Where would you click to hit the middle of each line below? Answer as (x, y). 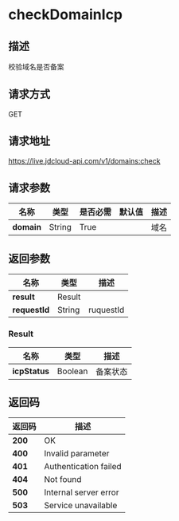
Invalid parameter (77, 454)
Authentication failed (83, 467)
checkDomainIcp (66, 15)
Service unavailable (81, 506)
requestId (31, 310)
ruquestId (107, 310)
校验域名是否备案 (36, 67)
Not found (63, 480)
